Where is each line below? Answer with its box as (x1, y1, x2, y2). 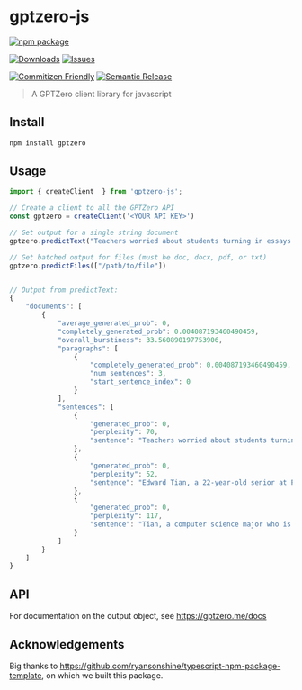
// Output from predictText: (9, 286, 119, 295)
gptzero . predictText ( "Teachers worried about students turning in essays (9, 236, 292, 245)
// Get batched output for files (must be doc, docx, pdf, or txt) (9, 252, 268, 262)
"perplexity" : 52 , (89, 469, 159, 478)
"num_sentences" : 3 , (89, 369, 167, 378)
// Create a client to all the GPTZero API (9, 204, 175, 213)
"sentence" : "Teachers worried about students (89, 436, 268, 445)
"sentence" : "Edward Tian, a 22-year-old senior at (89, 477, 288, 487)
